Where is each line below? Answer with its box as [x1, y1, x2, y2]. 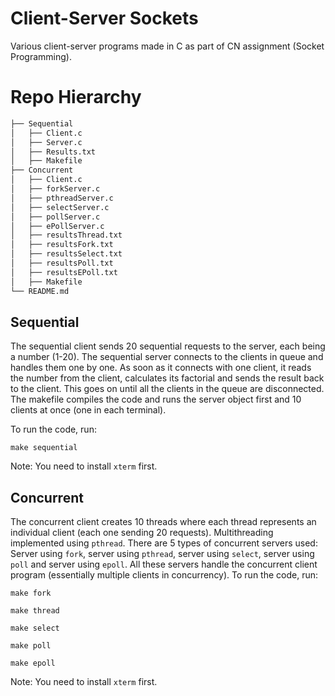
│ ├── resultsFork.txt [10, 240, 114, 250]
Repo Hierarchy [10, 86, 142, 109]
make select [10, 623, 60, 634]
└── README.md [10, 286, 70, 296]
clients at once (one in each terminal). [10, 404, 167, 416]
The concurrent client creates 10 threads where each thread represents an [10, 516, 317, 528]
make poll [10, 641, 52, 651]
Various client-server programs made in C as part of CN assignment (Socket [10, 40, 325, 52]
